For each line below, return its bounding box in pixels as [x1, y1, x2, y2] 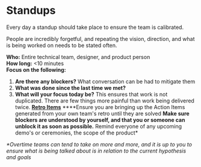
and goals [6, 153, 31, 160]
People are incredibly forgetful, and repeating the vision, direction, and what [6, 35, 195, 42]
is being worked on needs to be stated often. [6, 42, 117, 49]
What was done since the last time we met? [14, 84, 126, 91]
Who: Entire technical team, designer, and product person [6, 53, 150, 60]
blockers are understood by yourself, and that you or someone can [14, 116, 185, 124]
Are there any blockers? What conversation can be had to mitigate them [14, 78, 196, 85]
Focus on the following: [6, 66, 66, 73]
